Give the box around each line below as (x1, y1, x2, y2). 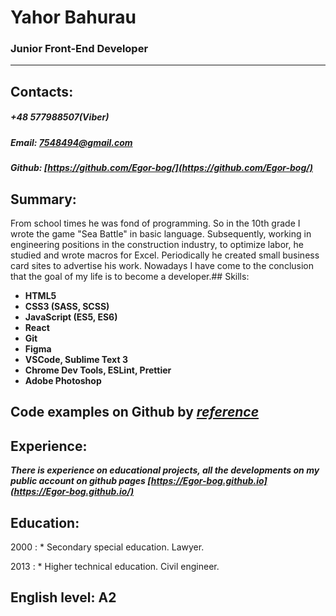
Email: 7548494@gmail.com (10, 136, 133, 148)
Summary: (10, 191, 77, 208)
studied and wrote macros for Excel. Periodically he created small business (10, 249, 320, 261)
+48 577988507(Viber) (10, 111, 110, 123)
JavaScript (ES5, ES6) (24, 311, 118, 323)
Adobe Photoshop (24, 375, 102, 387)
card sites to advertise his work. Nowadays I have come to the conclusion (10, 260, 315, 272)
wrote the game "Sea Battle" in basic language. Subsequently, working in (10, 228, 312, 240)
